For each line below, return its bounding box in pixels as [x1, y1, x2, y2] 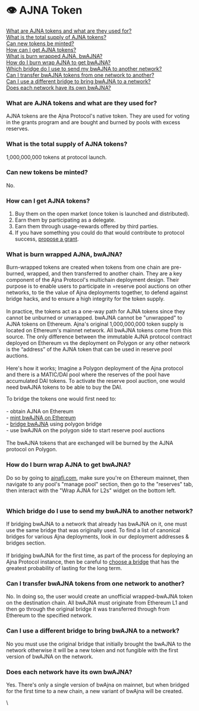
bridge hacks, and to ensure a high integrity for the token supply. [6, 295, 165, 303]
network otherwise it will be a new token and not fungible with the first [6, 646, 179, 653]
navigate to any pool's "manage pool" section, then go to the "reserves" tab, [6, 480, 194, 487]
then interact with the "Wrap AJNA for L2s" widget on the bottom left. [6, 487, 176, 494]
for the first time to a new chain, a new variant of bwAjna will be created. [6, 687, 183, 694]
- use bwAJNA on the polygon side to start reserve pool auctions [6, 427, 165, 434]
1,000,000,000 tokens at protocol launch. [6, 153, 107, 161]
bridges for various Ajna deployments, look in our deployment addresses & [6, 533, 189, 540]
